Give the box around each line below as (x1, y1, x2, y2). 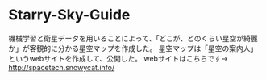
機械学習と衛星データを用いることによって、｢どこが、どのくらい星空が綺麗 (8, 33, 258, 43)
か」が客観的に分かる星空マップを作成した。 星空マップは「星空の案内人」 (8, 43, 258, 53)
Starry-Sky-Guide (8, 6, 131, 24)
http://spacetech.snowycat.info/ (8, 62, 115, 72)
